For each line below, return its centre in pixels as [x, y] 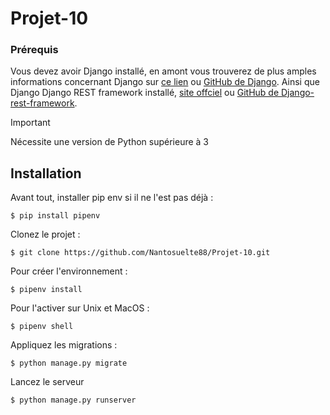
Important [30, 123]
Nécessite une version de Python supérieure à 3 [110, 142]
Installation [46, 173]
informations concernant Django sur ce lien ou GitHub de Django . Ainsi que [165, 82]
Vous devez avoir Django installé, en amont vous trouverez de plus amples [163, 71]
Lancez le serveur [47, 382]
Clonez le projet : [45, 234]
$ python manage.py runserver [73, 400]
